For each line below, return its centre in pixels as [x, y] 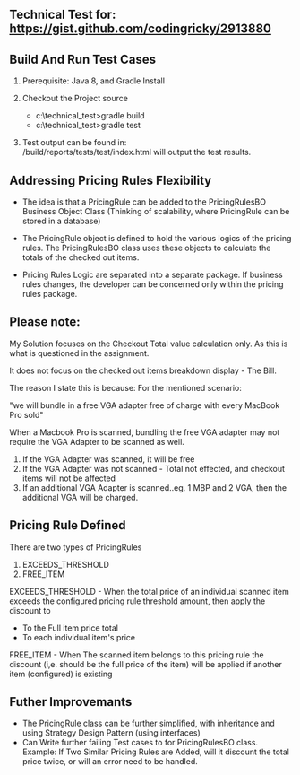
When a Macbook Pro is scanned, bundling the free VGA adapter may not [145, 432]
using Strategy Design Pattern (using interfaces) [111, 733]
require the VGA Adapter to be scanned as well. [97, 441]
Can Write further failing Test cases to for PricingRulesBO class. [140, 743]
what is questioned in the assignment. [79, 353]
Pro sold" [26, 414]
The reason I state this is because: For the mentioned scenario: [125, 387]
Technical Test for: [63, 15]
